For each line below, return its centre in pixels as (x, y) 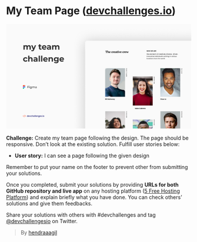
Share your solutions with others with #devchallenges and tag (81, 215)
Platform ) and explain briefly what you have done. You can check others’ (94, 197)
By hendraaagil (39, 232)
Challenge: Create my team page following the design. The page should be (98, 138)
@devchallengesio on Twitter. (42, 221)
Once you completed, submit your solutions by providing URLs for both (93, 184)
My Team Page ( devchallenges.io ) (91, 11)
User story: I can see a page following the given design (82, 155)
